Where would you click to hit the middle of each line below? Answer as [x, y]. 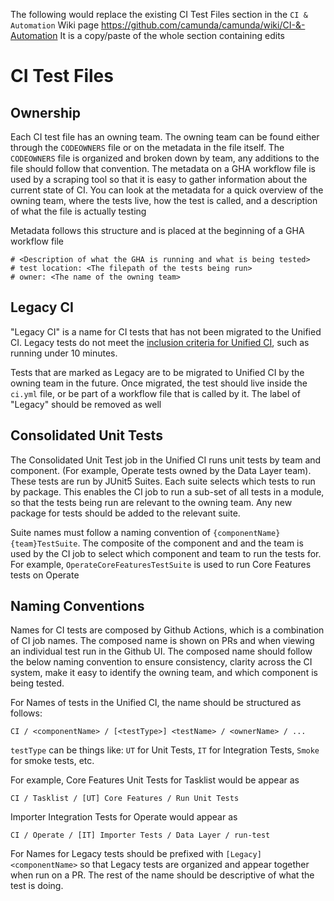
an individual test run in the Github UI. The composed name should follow [161, 651]
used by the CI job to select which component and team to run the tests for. [166, 553]
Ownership [45, 112]
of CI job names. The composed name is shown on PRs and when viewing [162, 641]
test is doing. [37, 886]
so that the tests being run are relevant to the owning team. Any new [151, 502]
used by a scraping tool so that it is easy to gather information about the [159, 179]
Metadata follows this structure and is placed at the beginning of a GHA [157, 230]
